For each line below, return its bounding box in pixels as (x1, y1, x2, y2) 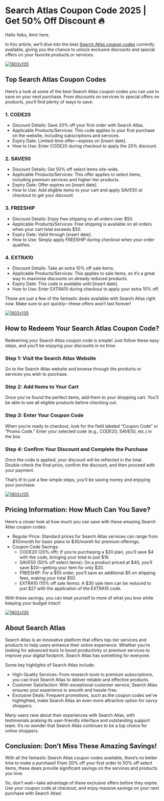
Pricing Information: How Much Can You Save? (5, 506, 151, 514)
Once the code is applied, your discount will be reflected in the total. (5, 457, 143, 462)
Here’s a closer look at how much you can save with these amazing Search (5, 518, 156, 524)
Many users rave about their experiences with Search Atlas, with (5, 712, 135, 718)
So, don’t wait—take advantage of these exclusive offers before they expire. (5, 780, 158, 786)
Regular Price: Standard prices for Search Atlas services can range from (12, 533, 158, 539)
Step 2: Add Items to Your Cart (5, 383, 79, 390)
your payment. (5, 467, 35, 473)
